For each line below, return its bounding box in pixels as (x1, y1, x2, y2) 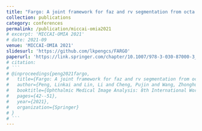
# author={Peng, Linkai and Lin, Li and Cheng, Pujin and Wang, (6, 82, 176, 88)
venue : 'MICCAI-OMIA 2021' (6, 43, 74, 49)
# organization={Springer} (6, 104, 79, 110)
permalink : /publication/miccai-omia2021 (6, 25, 112, 32)
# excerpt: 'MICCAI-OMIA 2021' (6, 31, 85, 37)
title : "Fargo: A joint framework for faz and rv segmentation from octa (6, 8, 195, 15)
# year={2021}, (6, 98, 50, 104)
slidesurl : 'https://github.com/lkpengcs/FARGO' (6, 48, 130, 54)
